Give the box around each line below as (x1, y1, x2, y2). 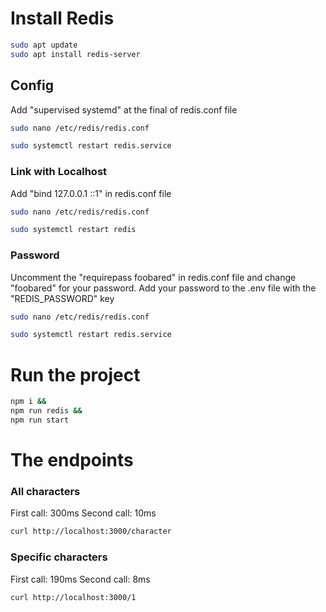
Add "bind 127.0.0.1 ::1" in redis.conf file (10, 187, 172, 199)
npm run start (10, 415, 70, 426)
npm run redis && (10, 406, 83, 416)
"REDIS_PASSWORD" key (10, 292, 115, 304)
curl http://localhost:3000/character (10, 527, 172, 537)
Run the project (10, 363, 141, 386)
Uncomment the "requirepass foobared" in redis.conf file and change (10, 271, 297, 283)
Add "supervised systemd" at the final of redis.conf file (10, 103, 238, 116)
